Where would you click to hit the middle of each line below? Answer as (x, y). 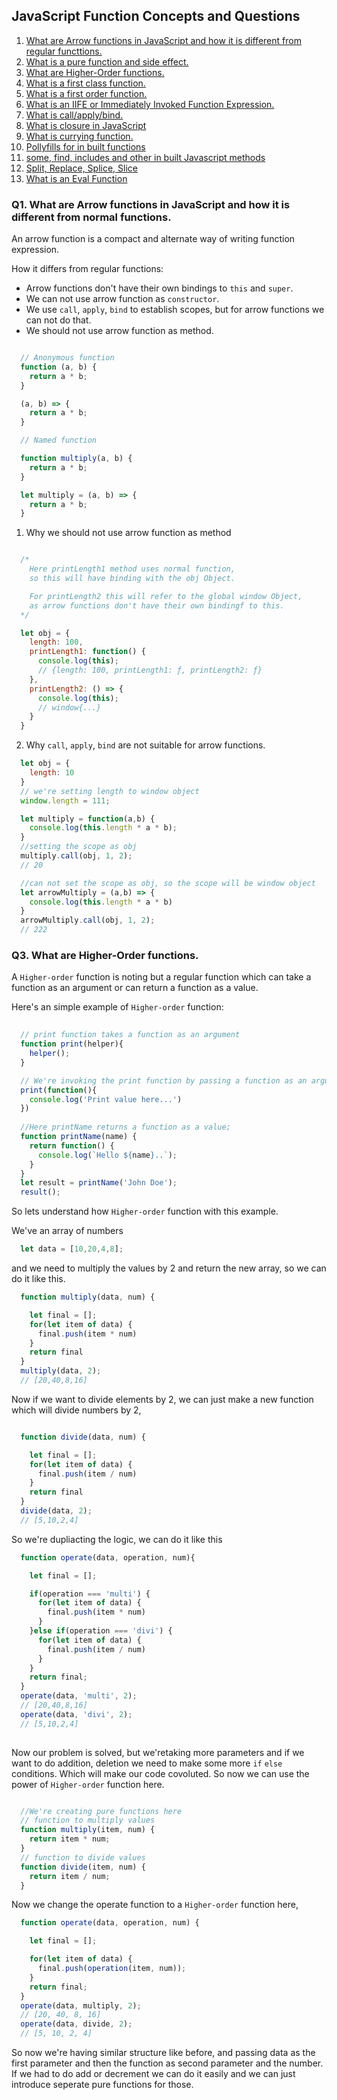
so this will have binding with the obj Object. (132, 579)
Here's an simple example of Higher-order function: (117, 1007)
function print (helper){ (72, 1044)
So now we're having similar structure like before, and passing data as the (163, 2053)
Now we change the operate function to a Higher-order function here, (155, 1905)
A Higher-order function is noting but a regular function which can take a (161, 977)
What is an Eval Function (76, 178)
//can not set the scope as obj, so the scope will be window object (168, 883)
